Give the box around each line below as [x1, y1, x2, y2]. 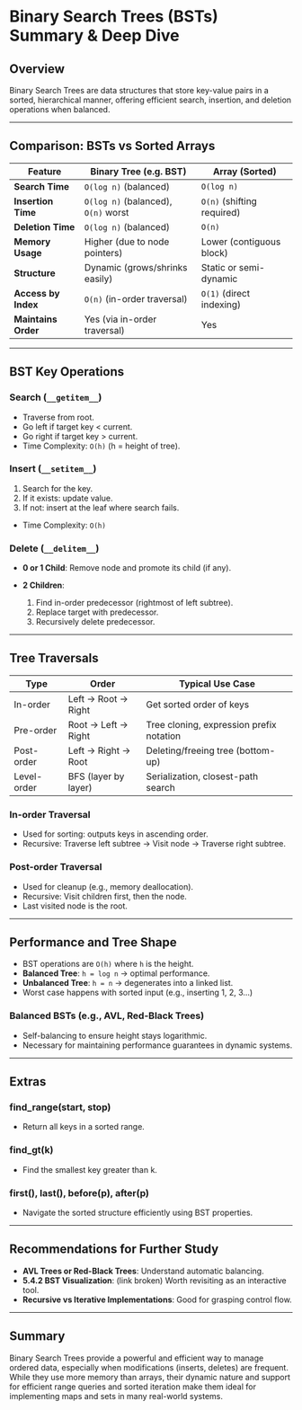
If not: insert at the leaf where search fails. [22, 501, 180, 513]
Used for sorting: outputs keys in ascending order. [22, 829, 209, 839]
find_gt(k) [9, 1144, 54, 1157]
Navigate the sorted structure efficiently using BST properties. [22, 1207, 253, 1218]
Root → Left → [67, 718, 129, 731]
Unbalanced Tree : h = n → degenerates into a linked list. [22, 978, 234, 989]
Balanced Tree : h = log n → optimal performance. [22, 968, 210, 979]
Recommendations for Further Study [9, 1242, 219, 1257]
